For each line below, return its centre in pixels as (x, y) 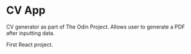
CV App (26, 10)
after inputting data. (31, 33)
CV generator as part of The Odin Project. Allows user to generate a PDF (96, 27)
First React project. (30, 45)
